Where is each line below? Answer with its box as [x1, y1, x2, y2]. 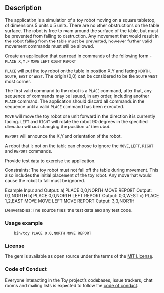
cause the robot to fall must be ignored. [5, 177, 85, 183]
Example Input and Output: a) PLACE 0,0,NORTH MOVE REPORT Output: [5, 187, 152, 193]
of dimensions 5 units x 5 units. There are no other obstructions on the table [5, 22, 159, 28]
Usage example [5, 219, 43, 226]
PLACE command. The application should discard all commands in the [5, 98, 145, 104]
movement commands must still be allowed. [5, 43, 95, 49]
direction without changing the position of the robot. [5, 124, 111, 129]
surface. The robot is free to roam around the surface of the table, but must [5, 27, 159, 34]
